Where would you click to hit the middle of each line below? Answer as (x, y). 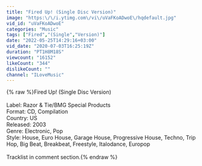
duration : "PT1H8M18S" (35, 52)
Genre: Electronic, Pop (35, 131)
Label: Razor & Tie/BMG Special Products (58, 105)
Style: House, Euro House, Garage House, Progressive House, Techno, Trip (101, 138)
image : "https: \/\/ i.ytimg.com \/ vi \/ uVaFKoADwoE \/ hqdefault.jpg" (91, 18)
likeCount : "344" (28, 63)
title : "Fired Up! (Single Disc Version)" (61, 12)
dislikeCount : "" (28, 69)
